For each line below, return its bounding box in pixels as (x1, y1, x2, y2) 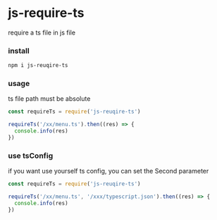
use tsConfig (8, 150, 54, 160)
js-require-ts (8, 5, 85, 21)
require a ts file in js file (8, 28, 76, 37)
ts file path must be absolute (8, 94, 91, 103)
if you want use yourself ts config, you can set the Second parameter (8, 167, 209, 176)
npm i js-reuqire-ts (8, 62, 69, 69)
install (8, 46, 30, 56)
